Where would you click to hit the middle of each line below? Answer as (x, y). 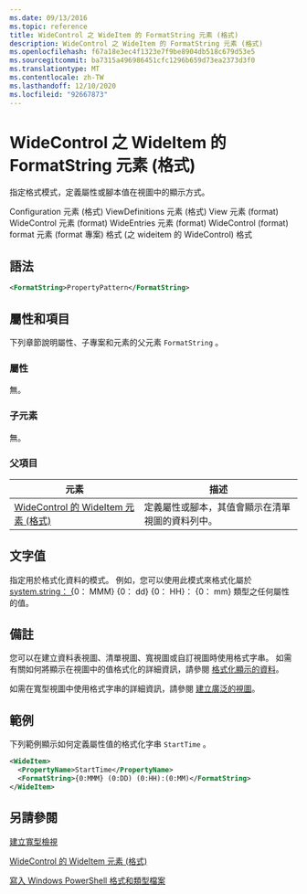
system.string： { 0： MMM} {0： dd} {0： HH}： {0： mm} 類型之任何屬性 (150, 591)
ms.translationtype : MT (55, 69)
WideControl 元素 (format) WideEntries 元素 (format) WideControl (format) (149, 223)
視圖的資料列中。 (180, 520)
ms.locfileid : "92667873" (58, 94)
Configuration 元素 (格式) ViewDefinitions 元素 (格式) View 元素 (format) (144, 212)
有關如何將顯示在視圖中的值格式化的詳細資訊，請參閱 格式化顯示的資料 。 (147, 669)
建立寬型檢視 (33, 841)
